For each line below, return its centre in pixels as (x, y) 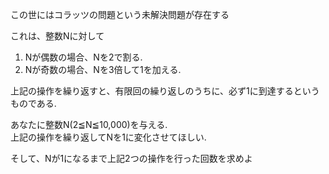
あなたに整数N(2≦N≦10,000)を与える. (89, 124)
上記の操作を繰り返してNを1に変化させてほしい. (108, 137)
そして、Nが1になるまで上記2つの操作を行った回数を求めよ (131, 158)
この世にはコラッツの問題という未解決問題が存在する (120, 14)
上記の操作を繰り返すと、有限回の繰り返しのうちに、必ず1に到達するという (165, 91)
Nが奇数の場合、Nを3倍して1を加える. (103, 69)
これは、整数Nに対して (57, 36)
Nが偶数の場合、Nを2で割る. (83, 57)
